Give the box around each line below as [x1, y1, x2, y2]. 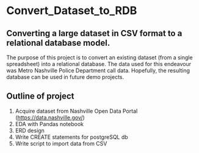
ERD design [15, 127, 45, 134]
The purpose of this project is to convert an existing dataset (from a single [6, 54, 194, 61]
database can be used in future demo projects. [6, 73, 125, 80]
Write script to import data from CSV [15, 140, 107, 147]
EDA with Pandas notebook [15, 120, 84, 127]
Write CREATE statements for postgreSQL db [15, 133, 128, 141]
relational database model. [6, 37, 110, 48]
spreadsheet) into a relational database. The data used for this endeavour [6, 61, 191, 67]
